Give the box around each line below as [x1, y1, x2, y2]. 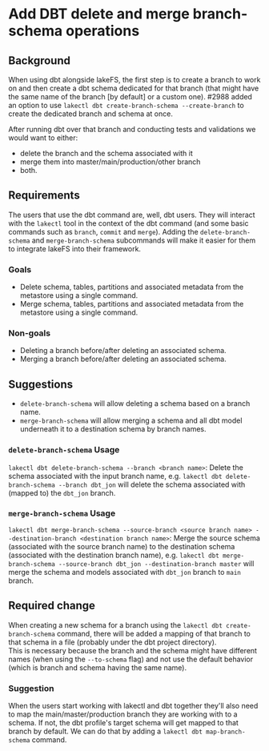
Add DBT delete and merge [8, 5, 190, 23]
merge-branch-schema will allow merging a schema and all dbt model [19, 416, 243, 425]
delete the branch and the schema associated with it [19, 149, 194, 158]
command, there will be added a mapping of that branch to [57, 629, 251, 638]
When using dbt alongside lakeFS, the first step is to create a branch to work [8, 75, 261, 84]
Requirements [8, 189, 80, 203]
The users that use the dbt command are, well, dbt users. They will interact [8, 210, 255, 219]
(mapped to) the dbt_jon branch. [8, 488, 116, 497]
